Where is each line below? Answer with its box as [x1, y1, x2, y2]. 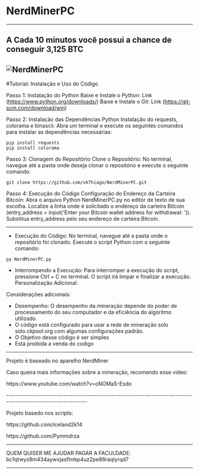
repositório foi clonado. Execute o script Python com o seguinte [14, 238, 171, 246]
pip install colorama [6, 145, 60, 151]
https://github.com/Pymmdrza [6, 432, 80, 440]
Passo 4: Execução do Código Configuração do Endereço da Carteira [6, 190, 176, 197]
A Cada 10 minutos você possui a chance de [6, 35, 172, 45]
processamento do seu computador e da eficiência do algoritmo [14, 308, 172, 316]
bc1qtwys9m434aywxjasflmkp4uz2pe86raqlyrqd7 [6, 456, 129, 463]
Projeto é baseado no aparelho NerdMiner [6, 357, 109, 364]
